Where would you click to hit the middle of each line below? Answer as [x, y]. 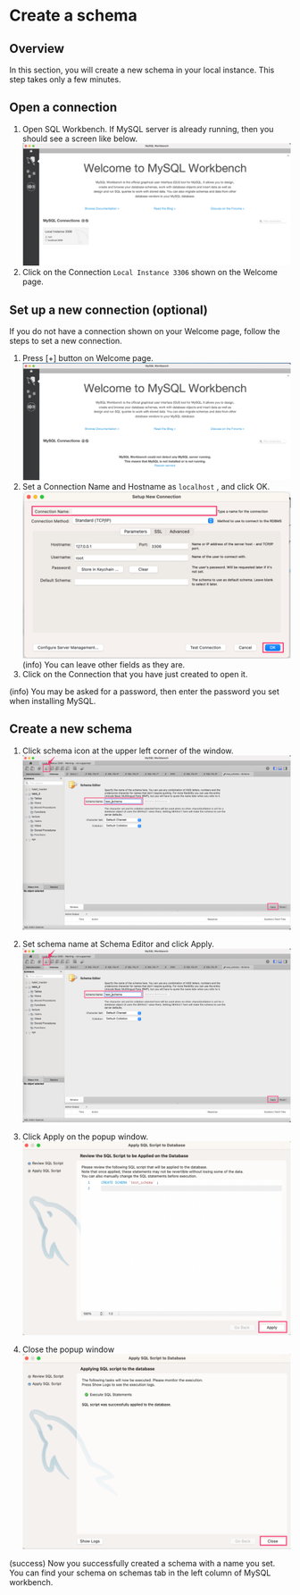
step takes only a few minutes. [65, 80]
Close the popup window [68, 1349]
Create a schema [73, 16]
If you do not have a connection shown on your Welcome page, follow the [145, 332]
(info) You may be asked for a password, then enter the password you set [144, 691]
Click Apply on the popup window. [85, 1137]
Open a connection [63, 108]
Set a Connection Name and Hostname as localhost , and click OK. [146, 486]
